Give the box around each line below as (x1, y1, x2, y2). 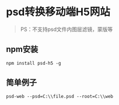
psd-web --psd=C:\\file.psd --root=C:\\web (6, 93, 114, 99)
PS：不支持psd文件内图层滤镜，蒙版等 (20, 26, 113, 33)
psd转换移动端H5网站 (6, 5, 111, 19)
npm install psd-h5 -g (6, 60, 61, 66)
